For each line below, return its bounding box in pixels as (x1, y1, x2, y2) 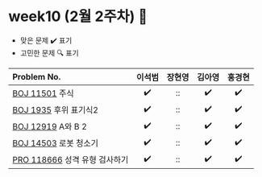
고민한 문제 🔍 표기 (19, 47, 79, 57)
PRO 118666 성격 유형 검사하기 (12, 154, 129, 166)
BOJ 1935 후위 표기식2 (12, 105, 99, 116)
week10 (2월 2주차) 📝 (8, 7, 148, 26)
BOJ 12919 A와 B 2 (12, 121, 87, 133)
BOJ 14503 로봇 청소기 (12, 138, 99, 149)
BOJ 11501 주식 (12, 88, 74, 99)
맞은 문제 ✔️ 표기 (19, 35, 73, 45)
